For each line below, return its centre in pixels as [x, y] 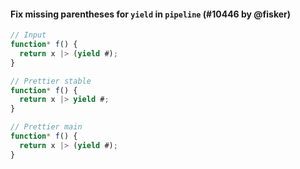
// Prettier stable [51, 81]
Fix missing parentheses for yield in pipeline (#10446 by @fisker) [151, 14]
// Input [28, 35]
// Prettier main [46, 127]
